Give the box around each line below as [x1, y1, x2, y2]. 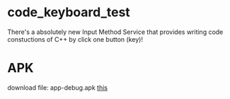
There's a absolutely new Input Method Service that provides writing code [7, 28, 224, 36]
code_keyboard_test [7, 4, 131, 21]
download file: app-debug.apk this [7, 83, 108, 92]
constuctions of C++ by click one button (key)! [7, 35, 144, 43]
